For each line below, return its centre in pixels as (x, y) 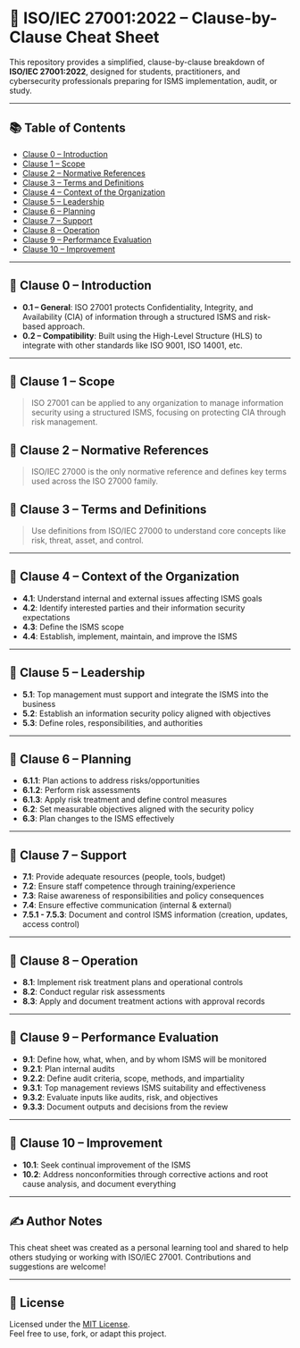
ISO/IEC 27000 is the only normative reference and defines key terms (159, 472)
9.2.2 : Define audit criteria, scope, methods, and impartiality (133, 1078)
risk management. (64, 422)
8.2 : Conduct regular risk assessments (93, 992)
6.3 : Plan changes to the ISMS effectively (98, 819)
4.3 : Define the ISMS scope (73, 627)
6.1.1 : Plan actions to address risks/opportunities (111, 780)
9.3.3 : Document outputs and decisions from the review (125, 1107)
